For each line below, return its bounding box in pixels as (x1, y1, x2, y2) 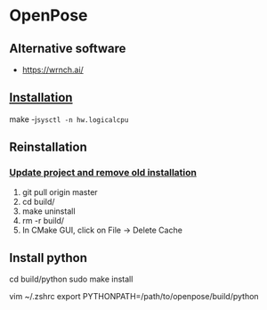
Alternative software (9, 41, 126, 56)
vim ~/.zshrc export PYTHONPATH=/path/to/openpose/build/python (9, 291, 260, 302)
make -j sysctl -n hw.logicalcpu (9, 113, 129, 125)
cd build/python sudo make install (9, 273, 133, 285)
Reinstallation (9, 140, 87, 155)
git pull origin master (21, 186, 98, 197)
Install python (9, 250, 87, 265)
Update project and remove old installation (9, 167, 198, 179)
